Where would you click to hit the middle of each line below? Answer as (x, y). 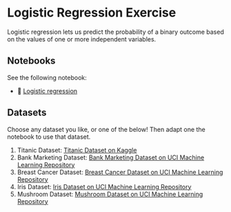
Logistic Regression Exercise (92, 13)
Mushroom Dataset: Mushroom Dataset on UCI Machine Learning (110, 194)
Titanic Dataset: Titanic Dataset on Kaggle (77, 150)
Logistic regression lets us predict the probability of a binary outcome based (115, 32)
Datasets (27, 113)
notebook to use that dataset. (49, 137)
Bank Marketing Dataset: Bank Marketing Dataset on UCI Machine (111, 157)
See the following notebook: (47, 77)
